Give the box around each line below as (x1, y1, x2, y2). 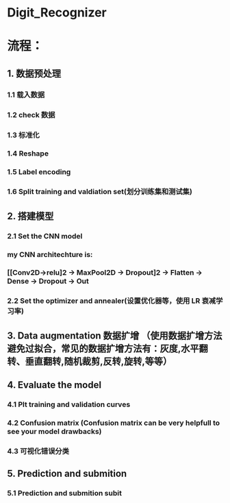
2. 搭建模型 (7, 210, 54, 222)
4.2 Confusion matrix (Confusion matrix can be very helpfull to (7, 418, 220, 428)
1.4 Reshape (7, 149, 49, 158)
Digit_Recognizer (7, 5, 107, 21)
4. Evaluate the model (7, 379, 101, 391)
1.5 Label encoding (7, 167, 71, 177)
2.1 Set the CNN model (7, 231, 83, 241)
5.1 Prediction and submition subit (7, 489, 122, 498)
